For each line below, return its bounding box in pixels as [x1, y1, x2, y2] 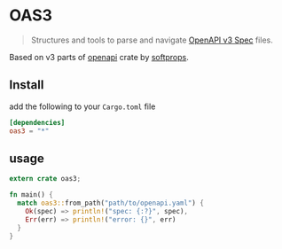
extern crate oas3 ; [9, 175, 82, 183]
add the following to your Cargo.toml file [9, 101, 156, 112]
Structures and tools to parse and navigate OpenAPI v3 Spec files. [30, 35, 273, 45]
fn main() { [9, 191, 53, 199]
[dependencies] [9, 118, 66, 127]
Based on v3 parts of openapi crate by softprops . [9, 51, 189, 62]
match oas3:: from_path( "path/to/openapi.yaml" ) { [17, 198, 204, 208]
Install [9, 77, 44, 93]
